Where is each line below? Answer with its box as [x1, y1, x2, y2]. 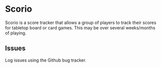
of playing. [5, 30, 27, 36]
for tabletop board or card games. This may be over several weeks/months [5, 24, 156, 30]
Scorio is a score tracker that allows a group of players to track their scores [5, 20, 157, 25]
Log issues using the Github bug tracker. [5, 57, 87, 63]
